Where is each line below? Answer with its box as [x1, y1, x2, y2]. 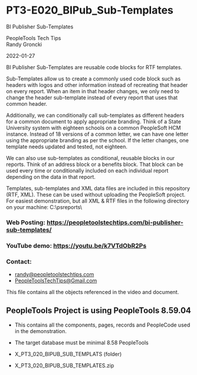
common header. [6, 100, 48, 107]
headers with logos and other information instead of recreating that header [6, 81, 188, 89]
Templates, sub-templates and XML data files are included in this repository [6, 184, 191, 192]
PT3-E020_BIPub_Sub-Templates [6, 4, 174, 17]
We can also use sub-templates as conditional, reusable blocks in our [6, 154, 175, 161]
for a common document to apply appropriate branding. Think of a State [6, 118, 182, 125]
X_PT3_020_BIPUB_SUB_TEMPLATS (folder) [14, 350, 122, 357]
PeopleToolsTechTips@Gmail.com [14, 277, 97, 284]
